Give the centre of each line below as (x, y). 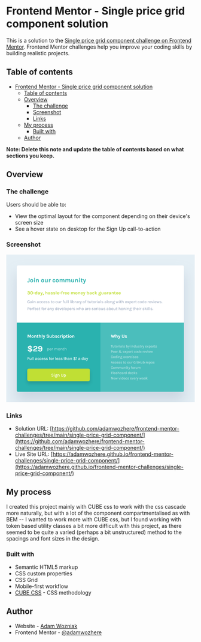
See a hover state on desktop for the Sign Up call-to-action (88, 229)
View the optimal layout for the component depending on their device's (102, 216)
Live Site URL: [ (34, 454)
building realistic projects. (38, 53)
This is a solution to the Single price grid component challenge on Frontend (99, 40)
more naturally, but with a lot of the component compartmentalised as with (98, 513)
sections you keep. (31, 156)
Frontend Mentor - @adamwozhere (58, 632)
